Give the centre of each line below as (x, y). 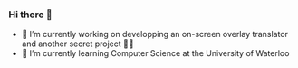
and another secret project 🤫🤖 (77, 44)
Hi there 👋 (31, 15)
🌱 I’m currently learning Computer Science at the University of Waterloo (155, 53)
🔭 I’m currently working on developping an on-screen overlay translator (155, 34)
